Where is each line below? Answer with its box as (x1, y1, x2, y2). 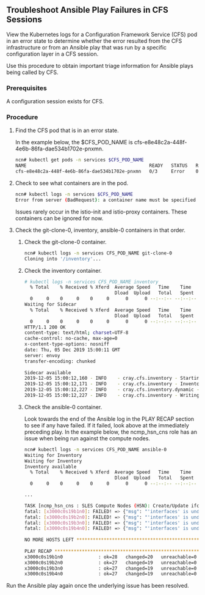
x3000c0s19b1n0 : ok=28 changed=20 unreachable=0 (24, 553, 197, 560)
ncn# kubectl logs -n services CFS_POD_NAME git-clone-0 (24, 250, 173, 256)
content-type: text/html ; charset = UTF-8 (24, 330, 129, 336)
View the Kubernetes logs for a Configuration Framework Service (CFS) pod (6, 31, 198, 38)
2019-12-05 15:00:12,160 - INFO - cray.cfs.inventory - (24, 375, 178, 382)
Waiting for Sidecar (24, 301, 77, 308)
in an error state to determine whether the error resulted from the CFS (6, 37, 182, 45)
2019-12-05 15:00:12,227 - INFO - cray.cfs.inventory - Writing (24, 393, 200, 399)
